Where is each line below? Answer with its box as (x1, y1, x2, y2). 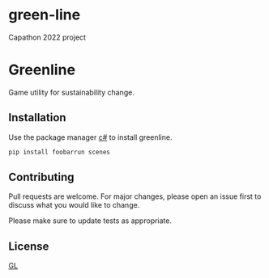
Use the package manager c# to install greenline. (8, 132, 173, 142)
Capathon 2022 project (8, 32, 87, 42)
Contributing (8, 170, 75, 183)
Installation (8, 111, 66, 124)
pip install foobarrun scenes (8, 148, 111, 156)
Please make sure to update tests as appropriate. (8, 216, 173, 225)
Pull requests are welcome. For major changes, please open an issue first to (8, 192, 262, 201)
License (8, 239, 49, 253)
